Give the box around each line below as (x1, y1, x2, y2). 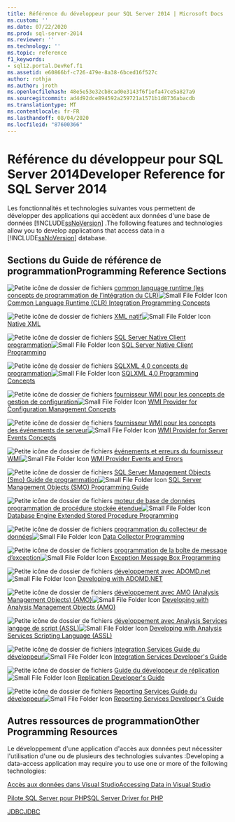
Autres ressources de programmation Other (7, 715, 200, 727)
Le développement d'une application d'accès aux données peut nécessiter (7, 744, 222, 753)
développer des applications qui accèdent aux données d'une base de (7, 212, 211, 220)
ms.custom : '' (7, 17, 49, 24)
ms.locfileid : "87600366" (7, 121, 83, 128)
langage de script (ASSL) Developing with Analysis (7, 624, 222, 633)
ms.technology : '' (7, 43, 61, 50)
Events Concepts (7, 434, 57, 442)
